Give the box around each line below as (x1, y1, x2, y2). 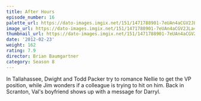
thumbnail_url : (6, 31, 44, 37)
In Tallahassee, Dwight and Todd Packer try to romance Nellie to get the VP (6, 75, 191, 82)
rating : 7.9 (6, 48, 36, 54)
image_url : (6, 25, 33, 32)
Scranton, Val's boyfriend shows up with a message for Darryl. (6, 88, 161, 95)
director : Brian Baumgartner (6, 53, 79, 59)
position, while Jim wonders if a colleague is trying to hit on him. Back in (6, 81, 184, 88)
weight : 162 (6, 42, 36, 48)
